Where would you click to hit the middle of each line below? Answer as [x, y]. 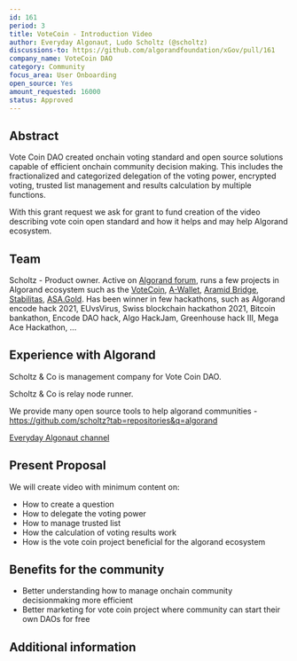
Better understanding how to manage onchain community [127, 591]
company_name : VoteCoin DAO [61, 59]
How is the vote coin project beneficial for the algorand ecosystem [144, 541]
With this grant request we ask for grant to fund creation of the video [135, 212]
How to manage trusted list [71, 523]
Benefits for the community [87, 570]
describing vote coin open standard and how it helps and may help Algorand [148, 222]
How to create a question [68, 504]
